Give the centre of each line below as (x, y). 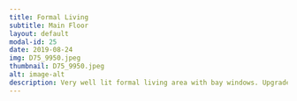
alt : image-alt (37, 75)
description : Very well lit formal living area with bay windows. (134, 83)
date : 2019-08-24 (41, 50)
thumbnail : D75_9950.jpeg (57, 67)
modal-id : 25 (33, 42)
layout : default (39, 33)
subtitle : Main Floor (49, 25)
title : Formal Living (49, 17)
